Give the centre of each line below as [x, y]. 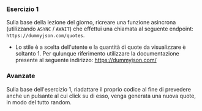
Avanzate [21, 76]
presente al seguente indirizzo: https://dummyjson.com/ [86, 60]
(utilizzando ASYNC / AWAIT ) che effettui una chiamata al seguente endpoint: [100, 29]
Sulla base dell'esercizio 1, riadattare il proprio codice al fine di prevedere [99, 89]
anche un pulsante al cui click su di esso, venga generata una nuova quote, [101, 96]
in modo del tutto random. [39, 102]
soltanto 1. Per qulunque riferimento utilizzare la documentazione [97, 54]
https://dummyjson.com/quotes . [46, 35]
